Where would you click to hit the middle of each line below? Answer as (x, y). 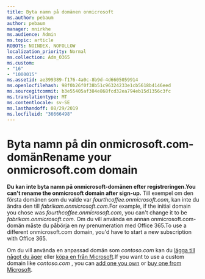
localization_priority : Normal (47, 52)
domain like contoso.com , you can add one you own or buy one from (94, 263)
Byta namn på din (52, 144)
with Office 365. (27, 239)
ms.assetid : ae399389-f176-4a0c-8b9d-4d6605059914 (73, 80)
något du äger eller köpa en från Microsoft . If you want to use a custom (96, 257)
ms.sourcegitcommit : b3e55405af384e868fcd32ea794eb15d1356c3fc (89, 91)
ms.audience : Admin (32, 35)
